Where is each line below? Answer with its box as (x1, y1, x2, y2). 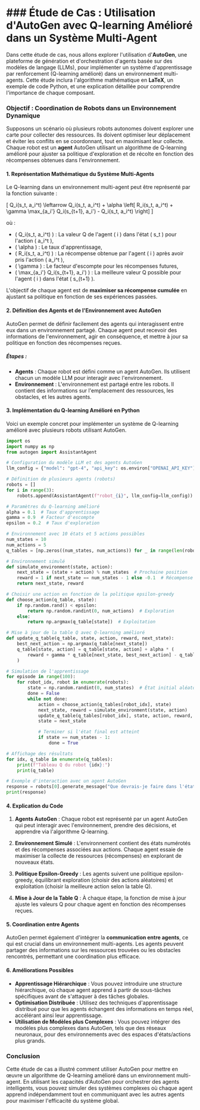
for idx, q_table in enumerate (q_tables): (6, 756, 113, 762)
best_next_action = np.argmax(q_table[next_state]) (17, 641, 148, 647)
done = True (48, 740, 79, 746)
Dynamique (6, 111, 40, 119)
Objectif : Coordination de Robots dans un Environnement (6, 104, 177, 112)
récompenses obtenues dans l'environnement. (6, 157, 120, 164)
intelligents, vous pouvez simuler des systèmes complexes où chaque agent (6, 1084, 193, 1092)
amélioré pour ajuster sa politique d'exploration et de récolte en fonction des (6, 150, 194, 157)
